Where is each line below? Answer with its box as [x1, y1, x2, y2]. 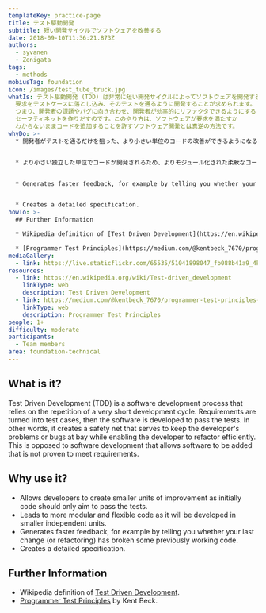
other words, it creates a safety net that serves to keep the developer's [8, 423, 240, 433]
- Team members [15, 341, 66, 349]
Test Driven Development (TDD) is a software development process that [8, 398, 243, 407]
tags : [8, 64, 26, 71]
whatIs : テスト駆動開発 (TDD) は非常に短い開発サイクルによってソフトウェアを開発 [8, 93, 249, 101]
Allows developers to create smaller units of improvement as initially [19, 493, 242, 503]
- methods [15, 71, 47, 79]
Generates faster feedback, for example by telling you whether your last [19, 526, 255, 536]
